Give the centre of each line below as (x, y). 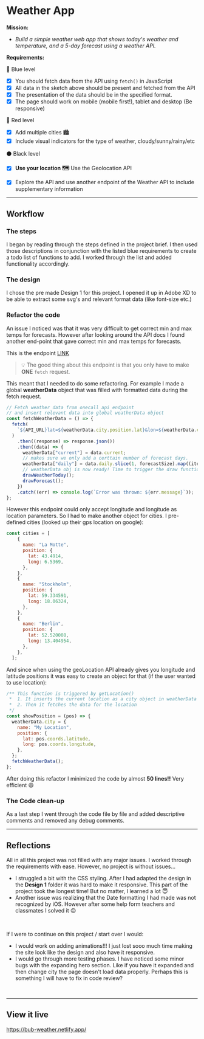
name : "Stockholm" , (47, 584)
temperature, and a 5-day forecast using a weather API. (85, 46)
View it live (27, 1015)
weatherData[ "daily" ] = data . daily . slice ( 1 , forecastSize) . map (104, 464)
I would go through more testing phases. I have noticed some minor (100, 959)
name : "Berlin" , (43, 624)
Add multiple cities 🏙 (42, 133)
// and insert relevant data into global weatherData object (85, 413)
